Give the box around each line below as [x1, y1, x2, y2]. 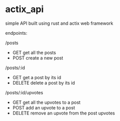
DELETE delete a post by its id [12, 80, 75, 86]
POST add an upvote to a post [12, 104, 75, 110]
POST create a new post [12, 54, 64, 61]
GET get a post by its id [12, 74, 62, 80]
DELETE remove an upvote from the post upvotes [12, 110, 115, 116]
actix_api [5, 4, 44, 15]
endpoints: [5, 30, 28, 36]
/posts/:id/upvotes [5, 89, 43, 95]
